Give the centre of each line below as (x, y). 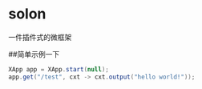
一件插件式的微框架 (40, 37)
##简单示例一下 (34, 54)
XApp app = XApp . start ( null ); (59, 69)
